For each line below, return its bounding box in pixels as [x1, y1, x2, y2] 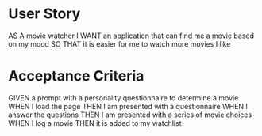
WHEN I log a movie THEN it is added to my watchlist [8, 118, 182, 127]
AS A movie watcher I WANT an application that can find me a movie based [8, 31, 255, 40]
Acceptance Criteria [8, 67, 144, 85]
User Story [8, 5, 81, 23]
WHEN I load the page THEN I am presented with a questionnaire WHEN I [8, 101, 249, 111]
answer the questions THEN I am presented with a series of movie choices [8, 110, 252, 119]
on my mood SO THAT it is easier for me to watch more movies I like [8, 39, 231, 48]
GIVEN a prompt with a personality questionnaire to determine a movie [8, 93, 239, 103]
